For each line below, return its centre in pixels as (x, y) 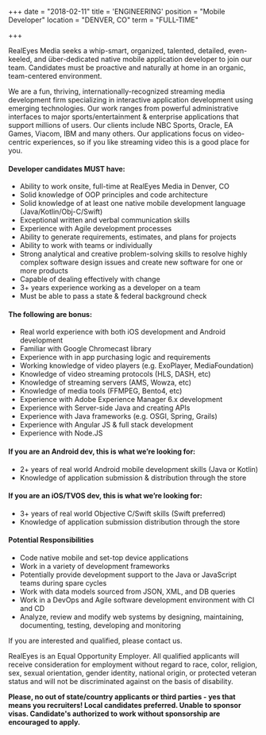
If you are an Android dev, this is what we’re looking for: (102, 451)
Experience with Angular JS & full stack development (106, 425)
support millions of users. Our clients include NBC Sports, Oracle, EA (121, 125)
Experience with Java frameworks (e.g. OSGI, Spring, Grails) (118, 416)
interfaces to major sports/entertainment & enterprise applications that (123, 117)
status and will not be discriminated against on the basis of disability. (121, 682)
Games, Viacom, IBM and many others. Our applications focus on (115, 133)
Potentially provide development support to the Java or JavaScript (128, 574)
